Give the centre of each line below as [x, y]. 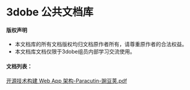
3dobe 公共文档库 [50, 12]
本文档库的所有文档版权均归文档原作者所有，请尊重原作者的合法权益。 [101, 44]
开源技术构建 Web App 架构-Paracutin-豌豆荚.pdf [67, 81]
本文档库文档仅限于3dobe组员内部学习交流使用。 [75, 52]
